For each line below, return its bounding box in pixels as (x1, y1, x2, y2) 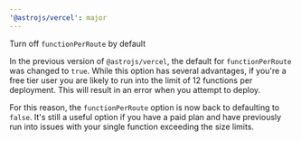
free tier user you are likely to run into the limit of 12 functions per (9, 74, 253, 86)
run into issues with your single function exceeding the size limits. (9, 121, 255, 132)
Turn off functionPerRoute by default (9, 38, 146, 49)
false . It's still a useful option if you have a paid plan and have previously (9, 111, 282, 122)
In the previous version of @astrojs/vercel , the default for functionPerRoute (9, 55, 292, 66)
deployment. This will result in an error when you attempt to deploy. (9, 84, 261, 95)
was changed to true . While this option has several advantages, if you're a (9, 65, 287, 76)
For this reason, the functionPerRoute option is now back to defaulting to (9, 101, 280, 113)
